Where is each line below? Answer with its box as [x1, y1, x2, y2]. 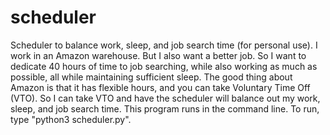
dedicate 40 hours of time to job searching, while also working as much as [10, 60, 318, 72]
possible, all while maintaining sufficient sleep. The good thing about [10, 71, 293, 83]
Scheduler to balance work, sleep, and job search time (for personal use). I [10, 39, 318, 51]
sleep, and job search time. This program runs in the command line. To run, [10, 102, 320, 115]
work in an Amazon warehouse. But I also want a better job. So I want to [10, 49, 307, 61]
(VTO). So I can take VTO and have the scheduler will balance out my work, [10, 92, 321, 104]
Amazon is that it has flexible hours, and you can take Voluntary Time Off [10, 81, 311, 93]
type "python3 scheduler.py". [10, 113, 132, 125]
